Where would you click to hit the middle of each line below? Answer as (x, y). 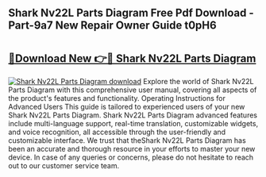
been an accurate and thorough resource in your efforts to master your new (132, 149)
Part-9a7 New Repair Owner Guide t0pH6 (112, 26)
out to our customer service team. (64, 165)
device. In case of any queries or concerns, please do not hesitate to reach (131, 157)
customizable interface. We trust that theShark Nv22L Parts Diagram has (127, 140)
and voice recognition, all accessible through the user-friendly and (117, 132)
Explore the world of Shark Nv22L (198, 81)
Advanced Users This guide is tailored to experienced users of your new (127, 107)
